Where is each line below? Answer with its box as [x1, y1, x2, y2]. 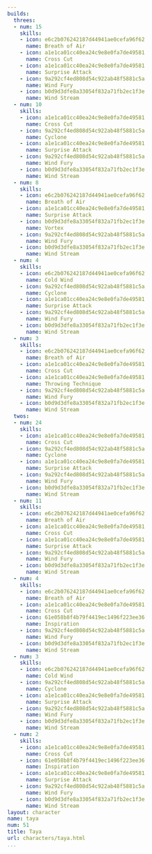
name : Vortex [25, 224, 64, 231]
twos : [13, 413, 30, 420]
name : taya [7, 815, 39, 823]
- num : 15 [13, 23, 42, 30]
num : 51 [7, 822, 30, 829]
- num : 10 [13, 101, 42, 108]
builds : [7, 10, 30, 17]
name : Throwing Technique [25, 380, 101, 388]
